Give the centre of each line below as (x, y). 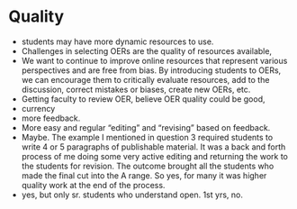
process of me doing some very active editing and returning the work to (155, 156)
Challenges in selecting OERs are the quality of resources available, (146, 50)
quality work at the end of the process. (93, 185)
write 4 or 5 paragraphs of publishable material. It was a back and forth (153, 147)
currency (38, 108)
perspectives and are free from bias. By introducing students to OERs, (151, 70)
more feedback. (51, 118)
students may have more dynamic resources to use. (117, 41)
